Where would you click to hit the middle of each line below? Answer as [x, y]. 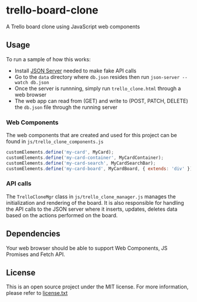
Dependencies [33, 234]
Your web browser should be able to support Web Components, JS [87, 248]
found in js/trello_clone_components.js [55, 141]
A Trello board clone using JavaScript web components [73, 26]
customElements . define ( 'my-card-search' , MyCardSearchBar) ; [81, 163]
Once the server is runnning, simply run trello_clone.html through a [98, 88]
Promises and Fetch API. [36, 254]
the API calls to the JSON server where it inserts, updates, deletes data [92, 209]
